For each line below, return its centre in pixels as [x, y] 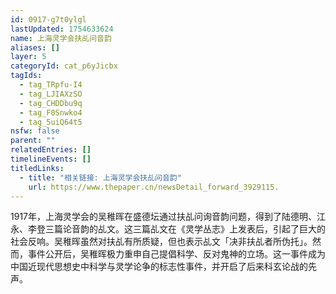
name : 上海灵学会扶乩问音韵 [61, 38]
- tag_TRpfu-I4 [51, 85]
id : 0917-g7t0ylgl [48, 19]
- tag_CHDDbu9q [51, 103]
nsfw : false [35, 131]
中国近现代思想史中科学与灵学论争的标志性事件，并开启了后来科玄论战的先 [163, 267]
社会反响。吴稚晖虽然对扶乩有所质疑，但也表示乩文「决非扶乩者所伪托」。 [161, 242]
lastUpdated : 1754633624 [62, 29]
